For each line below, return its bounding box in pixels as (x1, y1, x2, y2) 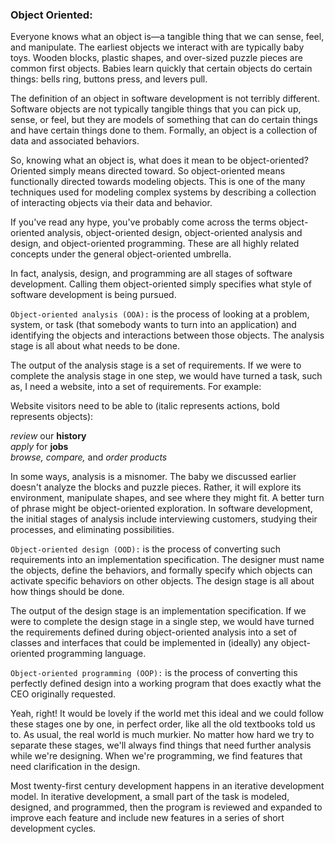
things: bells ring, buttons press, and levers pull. (10, 73, 208, 85)
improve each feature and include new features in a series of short (10, 812, 285, 824)
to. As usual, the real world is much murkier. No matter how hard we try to (10, 729, 315, 741)
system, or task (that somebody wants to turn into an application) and (10, 319, 297, 331)
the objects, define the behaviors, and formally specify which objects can (10, 564, 313, 577)
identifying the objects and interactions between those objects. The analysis (10, 329, 325, 342)
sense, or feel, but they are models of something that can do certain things (10, 114, 318, 126)
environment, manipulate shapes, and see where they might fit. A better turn (10, 492, 325, 504)
